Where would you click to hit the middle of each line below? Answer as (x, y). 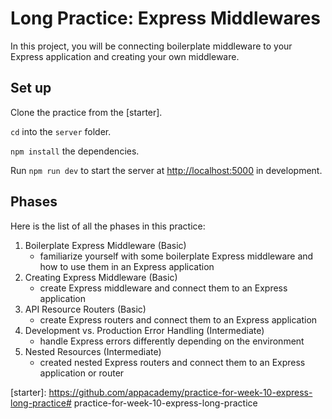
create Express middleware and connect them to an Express (163, 288)
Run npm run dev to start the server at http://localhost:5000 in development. (166, 170)
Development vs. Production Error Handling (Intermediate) (144, 330)
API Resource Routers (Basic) (85, 309)
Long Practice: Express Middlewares (165, 18)
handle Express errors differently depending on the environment (172, 341)
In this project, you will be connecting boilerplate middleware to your (151, 46)
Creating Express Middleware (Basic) (101, 277)
